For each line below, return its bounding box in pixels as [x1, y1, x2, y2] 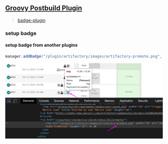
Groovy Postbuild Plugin [5, 4, 82, 12]
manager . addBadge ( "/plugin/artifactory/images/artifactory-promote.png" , [5, 53, 162, 59]
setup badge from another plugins [5, 42, 78, 48]
